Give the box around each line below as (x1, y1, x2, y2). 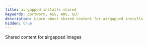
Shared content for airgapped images (5, 34, 82, 40)
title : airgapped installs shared (5, 7, 77, 12)
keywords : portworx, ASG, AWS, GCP (5, 12, 79, 17)
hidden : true (5, 21, 32, 26)
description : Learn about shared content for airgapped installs (5, 16, 143, 21)
